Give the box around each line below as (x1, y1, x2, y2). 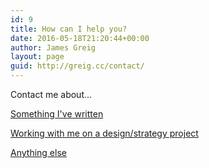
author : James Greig (10, 42, 97, 53)
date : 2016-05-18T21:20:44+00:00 (10, 33, 150, 43)
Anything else (10, 147, 67, 158)
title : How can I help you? (10, 24, 128, 34)
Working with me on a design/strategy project (10, 127, 199, 139)
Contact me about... (10, 89, 93, 100)
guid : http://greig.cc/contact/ (10, 61, 145, 71)
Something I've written (10, 108, 104, 120)
